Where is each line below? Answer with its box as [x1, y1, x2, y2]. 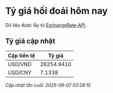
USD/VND [8, 60, 32, 67]
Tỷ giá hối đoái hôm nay [5, 5, 108, 17]
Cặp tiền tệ [8, 52, 35, 59]
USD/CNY [8, 69, 32, 76]
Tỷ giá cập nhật [5, 37, 55, 45]
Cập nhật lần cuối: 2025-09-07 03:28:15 [5, 82, 91, 88]
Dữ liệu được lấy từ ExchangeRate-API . [5, 22, 87, 28]
